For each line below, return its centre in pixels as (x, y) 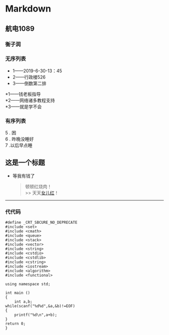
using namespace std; (28, 284)
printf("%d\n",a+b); (36, 315)
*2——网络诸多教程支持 (30, 100)
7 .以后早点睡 (19, 145)
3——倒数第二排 (29, 83)
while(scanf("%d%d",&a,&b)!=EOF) (40, 306)
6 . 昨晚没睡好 (20, 139)
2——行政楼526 (29, 77)
